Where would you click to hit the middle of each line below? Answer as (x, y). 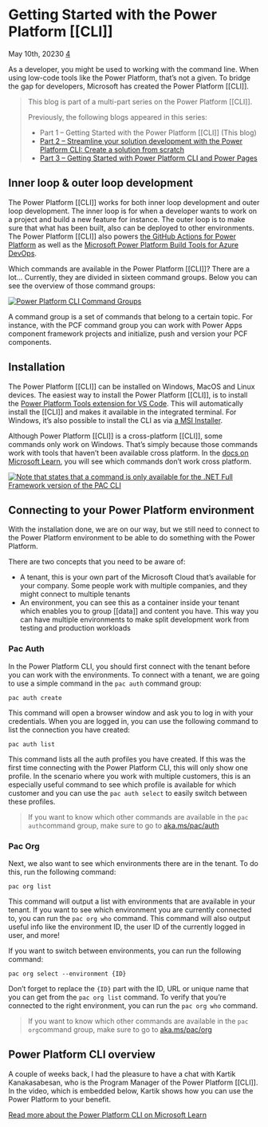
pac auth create (35, 698)
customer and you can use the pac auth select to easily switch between (128, 793)
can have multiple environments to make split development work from (134, 619)
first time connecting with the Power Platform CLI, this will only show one (128, 767)
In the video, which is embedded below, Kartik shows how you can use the (131, 1090)
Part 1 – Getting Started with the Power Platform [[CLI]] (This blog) (148, 132)
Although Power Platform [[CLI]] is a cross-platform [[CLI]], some (116, 436)
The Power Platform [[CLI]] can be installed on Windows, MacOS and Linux (132, 386)
